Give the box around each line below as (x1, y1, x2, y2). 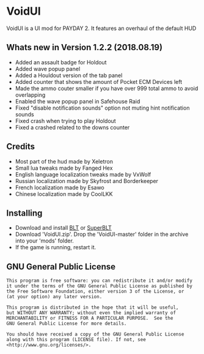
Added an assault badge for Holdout (15, 58, 107, 66)
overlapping (15, 91, 46, 99)
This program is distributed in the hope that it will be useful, (6, 304, 179, 311)
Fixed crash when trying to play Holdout (15, 117, 116, 124)
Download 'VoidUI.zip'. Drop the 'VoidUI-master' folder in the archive (15, 231, 189, 238)
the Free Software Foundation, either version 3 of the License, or (6, 288, 184, 295)
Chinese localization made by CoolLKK (15, 190, 113, 197)
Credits (6, 141, 35, 152)
